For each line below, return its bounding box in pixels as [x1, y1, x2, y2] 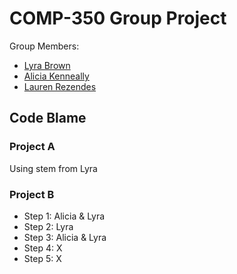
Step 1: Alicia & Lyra [23, 210, 106, 222]
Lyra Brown [23, 59, 71, 71]
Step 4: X [23, 242, 63, 254]
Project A [9, 140, 56, 154]
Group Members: [9, 40, 80, 52]
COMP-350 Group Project [9, 7, 227, 30]
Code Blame [9, 110, 87, 127]
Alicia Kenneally [23, 70, 90, 82]
